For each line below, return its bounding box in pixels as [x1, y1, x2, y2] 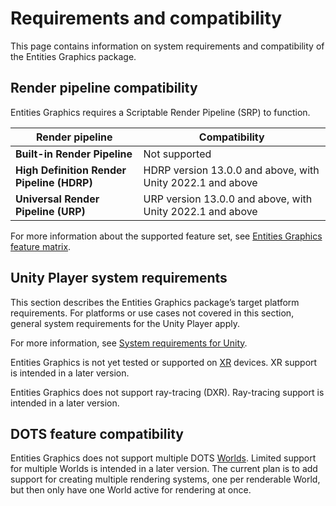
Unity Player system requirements [10, 270, 228, 287]
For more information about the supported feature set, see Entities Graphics [10, 230, 323, 242]
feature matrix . [10, 240, 72, 252]
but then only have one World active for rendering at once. [10, 484, 252, 496]
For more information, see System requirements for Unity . [10, 337, 248, 349]
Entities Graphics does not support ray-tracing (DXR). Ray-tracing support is [10, 386, 325, 398]
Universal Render [15, 192, 100, 206]
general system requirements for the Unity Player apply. [10, 317, 240, 329]
